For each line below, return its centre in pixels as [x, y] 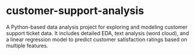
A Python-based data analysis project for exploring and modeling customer [97, 27]
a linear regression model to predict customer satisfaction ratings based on [97, 39]
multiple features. [27, 46]
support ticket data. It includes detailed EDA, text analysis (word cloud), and [97, 33]
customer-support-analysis [75, 11]
